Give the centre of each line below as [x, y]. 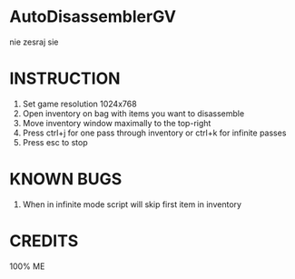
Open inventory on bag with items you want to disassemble [133, 113]
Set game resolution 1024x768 [80, 104]
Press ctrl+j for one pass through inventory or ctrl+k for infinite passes [154, 133]
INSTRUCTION [65, 79]
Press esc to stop [55, 142]
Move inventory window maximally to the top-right [117, 123]
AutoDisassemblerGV [93, 17]
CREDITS [44, 241]
